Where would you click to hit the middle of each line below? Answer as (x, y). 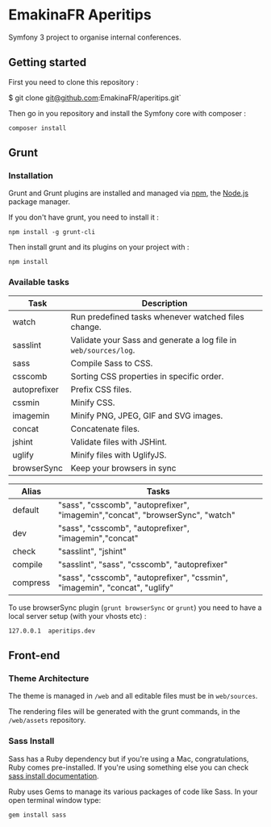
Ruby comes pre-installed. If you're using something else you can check (128, 767)
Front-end (34, 656)
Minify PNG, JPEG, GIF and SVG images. (147, 416)
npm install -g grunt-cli (52, 232)
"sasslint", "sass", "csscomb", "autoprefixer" (143, 564)
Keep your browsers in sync (123, 468)
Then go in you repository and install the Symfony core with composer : (127, 113)
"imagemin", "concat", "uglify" (116, 587)
